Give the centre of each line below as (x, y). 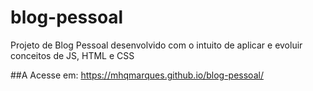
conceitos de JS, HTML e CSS (72, 55)
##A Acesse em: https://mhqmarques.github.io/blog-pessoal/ (137, 75)
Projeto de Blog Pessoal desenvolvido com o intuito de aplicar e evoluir (156, 45)
